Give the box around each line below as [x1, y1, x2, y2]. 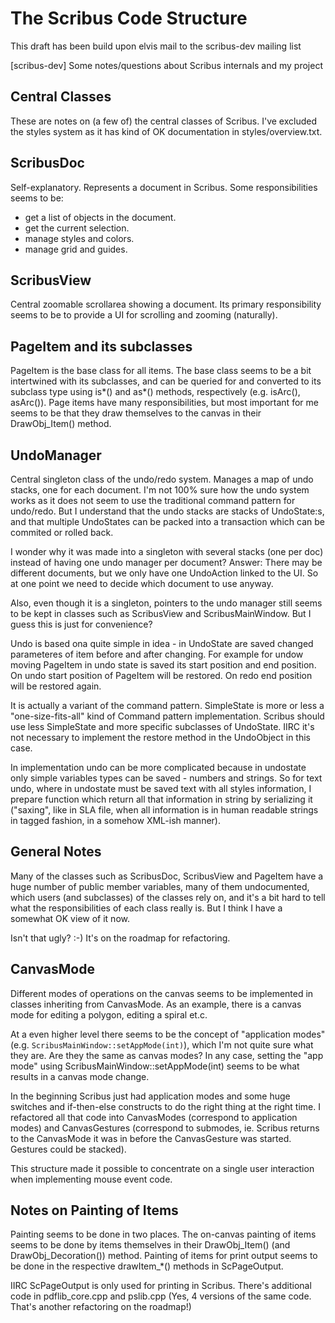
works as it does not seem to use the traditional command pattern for [10, 495, 296, 506]
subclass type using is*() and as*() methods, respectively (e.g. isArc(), [10, 386, 301, 398]
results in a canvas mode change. [10, 1070, 150, 1082]
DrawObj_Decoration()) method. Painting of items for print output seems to [10, 1250, 318, 1262]
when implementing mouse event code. [10, 1173, 173, 1185]
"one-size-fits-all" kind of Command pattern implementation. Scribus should [10, 710, 325, 722]
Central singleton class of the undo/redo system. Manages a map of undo [10, 473, 314, 485]
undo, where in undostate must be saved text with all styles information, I [10, 783, 312, 794]
